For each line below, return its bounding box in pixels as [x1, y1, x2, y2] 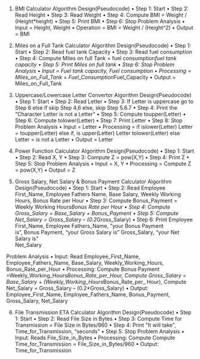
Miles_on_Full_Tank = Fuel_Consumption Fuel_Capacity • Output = [14, 74, 176, 81]
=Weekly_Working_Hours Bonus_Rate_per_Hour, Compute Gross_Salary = [6, 272, 187, 279]
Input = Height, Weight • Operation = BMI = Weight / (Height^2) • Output [14, 24, 194, 31]
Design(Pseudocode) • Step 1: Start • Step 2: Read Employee [14, 184, 166, 191]
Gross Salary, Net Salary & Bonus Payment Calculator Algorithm [14, 178, 172, 185]
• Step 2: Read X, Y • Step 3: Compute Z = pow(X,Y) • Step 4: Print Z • [14, 154, 190, 160]
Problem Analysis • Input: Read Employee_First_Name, [6, 253, 140, 260]
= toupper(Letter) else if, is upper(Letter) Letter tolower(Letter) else [14, 129, 180, 137]
